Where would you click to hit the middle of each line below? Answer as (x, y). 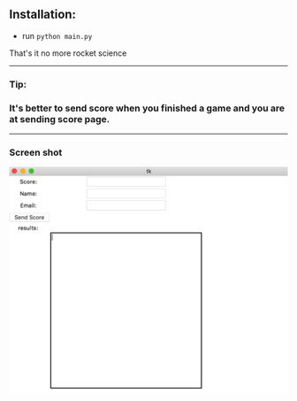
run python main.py (57, 35)
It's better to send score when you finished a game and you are (147, 108)
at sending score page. (60, 119)
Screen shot (36, 152)
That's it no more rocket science (68, 53)
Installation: (43, 15)
